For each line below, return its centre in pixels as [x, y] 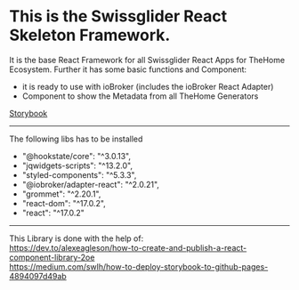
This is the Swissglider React [118, 16]
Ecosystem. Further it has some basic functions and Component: [128, 69]
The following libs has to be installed [76, 139]
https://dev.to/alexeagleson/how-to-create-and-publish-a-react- [128, 247]
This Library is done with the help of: [77, 238]
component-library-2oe [52, 257]
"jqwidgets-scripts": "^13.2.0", [77, 165]
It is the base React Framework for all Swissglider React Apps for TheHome [147, 60]
